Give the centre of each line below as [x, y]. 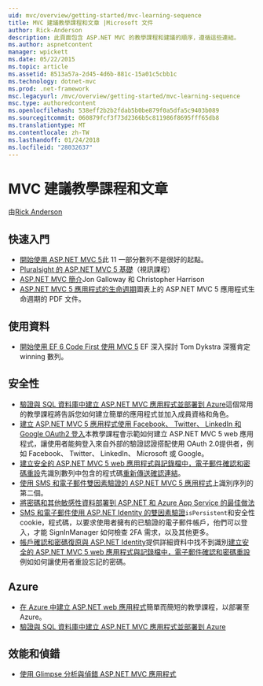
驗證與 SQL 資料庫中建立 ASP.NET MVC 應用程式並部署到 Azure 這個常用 [136, 404]
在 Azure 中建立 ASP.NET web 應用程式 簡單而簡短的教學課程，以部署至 [134, 606]
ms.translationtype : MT [47, 125]
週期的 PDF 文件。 [56, 299]
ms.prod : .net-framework [49, 89]
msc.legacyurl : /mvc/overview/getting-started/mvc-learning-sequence [124, 96]
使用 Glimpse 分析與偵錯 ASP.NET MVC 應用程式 [98, 674]
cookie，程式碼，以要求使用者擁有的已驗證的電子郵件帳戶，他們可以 [130, 522]
